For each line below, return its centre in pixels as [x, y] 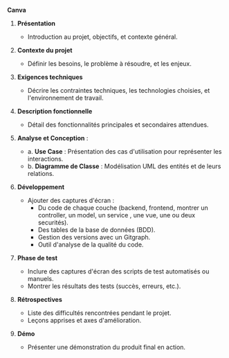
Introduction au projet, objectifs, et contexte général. [102, 37]
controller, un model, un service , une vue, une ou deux [117, 215]
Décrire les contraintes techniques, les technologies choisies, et [119, 90]
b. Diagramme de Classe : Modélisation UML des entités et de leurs [124, 166]
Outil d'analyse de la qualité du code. [91, 244]
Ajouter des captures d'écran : [71, 200]
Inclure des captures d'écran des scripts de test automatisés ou [118, 271]
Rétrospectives [39, 299]
